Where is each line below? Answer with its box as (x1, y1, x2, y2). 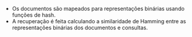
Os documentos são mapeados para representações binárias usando (12, 5, 185, 12)
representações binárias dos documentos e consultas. (12, 24, 148, 31)
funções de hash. (12, 11, 56, 18)
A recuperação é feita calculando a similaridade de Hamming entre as (12, 18, 187, 24)
